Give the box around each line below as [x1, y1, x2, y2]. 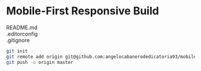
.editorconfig [6, 30, 38, 37]
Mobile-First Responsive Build [6, 4, 160, 18]
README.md [6, 24, 38, 31]
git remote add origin [6, 54, 63, 60]
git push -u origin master [6, 59, 74, 65]
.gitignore [6, 36, 30, 44]
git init [6, 48, 28, 54]
